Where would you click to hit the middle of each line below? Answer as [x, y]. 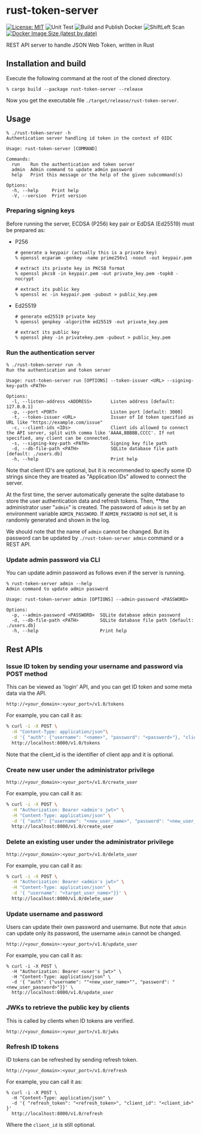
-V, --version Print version [49, 196]
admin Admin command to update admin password [72, 169]
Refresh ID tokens [33, 1047]
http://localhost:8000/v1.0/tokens [56, 743]
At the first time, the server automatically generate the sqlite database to [95, 495]
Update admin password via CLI [53, 560]
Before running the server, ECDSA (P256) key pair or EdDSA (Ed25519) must [100, 224]
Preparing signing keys [40, 211]
